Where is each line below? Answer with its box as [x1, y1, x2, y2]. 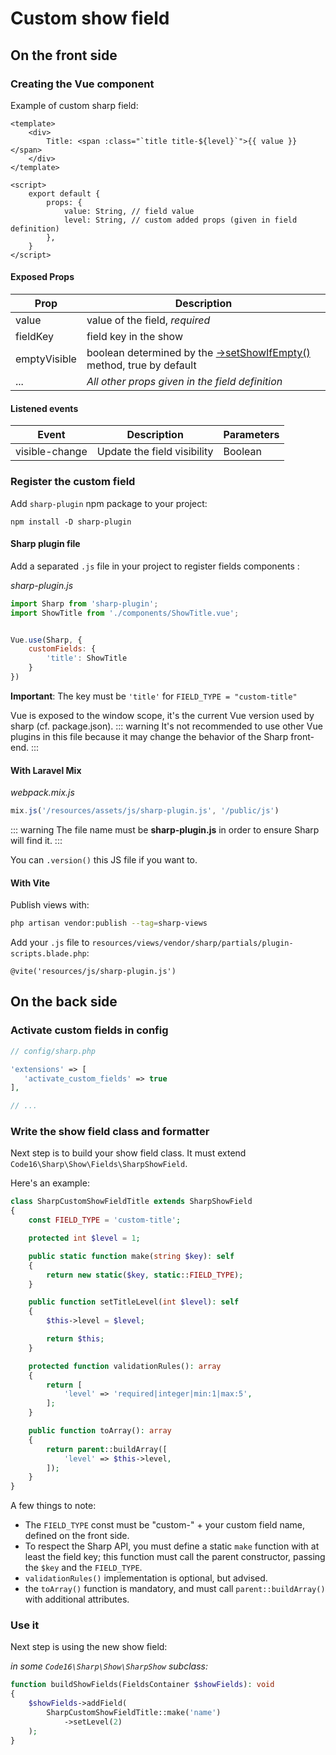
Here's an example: [10, 1177, 90, 1189]
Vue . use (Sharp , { [10, 635, 83, 645]
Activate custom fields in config [10, 1023, 169, 1037]
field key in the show [86, 330, 183, 344]
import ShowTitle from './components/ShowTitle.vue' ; [10, 608, 240, 618]
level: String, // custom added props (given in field [63, 215, 298, 225]
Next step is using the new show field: [10, 1641, 168, 1653]
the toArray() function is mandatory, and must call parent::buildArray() [24, 1583, 326, 1595]
